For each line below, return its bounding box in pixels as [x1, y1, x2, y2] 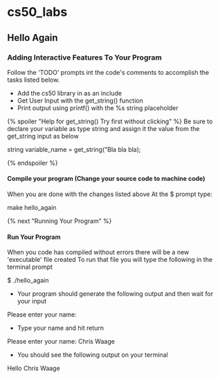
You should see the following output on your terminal [17, 351, 168, 359]
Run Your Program [7, 233, 61, 241]
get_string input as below [7, 132, 80, 140]
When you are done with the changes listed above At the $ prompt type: [7, 190, 213, 198]
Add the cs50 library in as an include [17, 89, 122, 97]
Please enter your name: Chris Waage [7, 337, 116, 346]
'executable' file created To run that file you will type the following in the [7, 256, 213, 264]
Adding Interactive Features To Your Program [7, 53, 163, 62]
